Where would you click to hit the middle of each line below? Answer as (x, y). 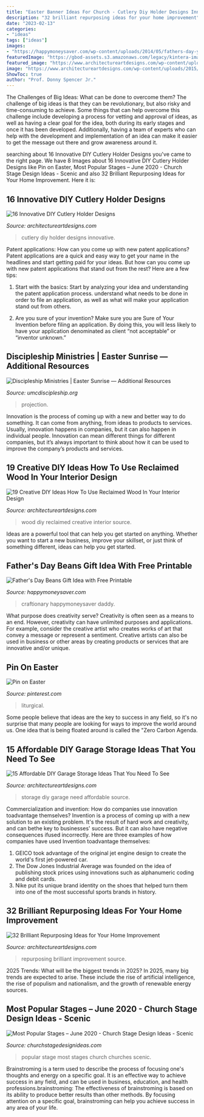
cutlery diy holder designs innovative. (68, 237)
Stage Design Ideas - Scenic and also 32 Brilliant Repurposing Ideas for (96, 173)
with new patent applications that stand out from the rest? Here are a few (98, 268)
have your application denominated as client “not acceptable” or (95, 331)
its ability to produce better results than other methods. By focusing (91, 1094)
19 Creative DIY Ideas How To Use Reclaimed (93, 468)
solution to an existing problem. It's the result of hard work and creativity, (98, 822)
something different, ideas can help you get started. (71, 547)
